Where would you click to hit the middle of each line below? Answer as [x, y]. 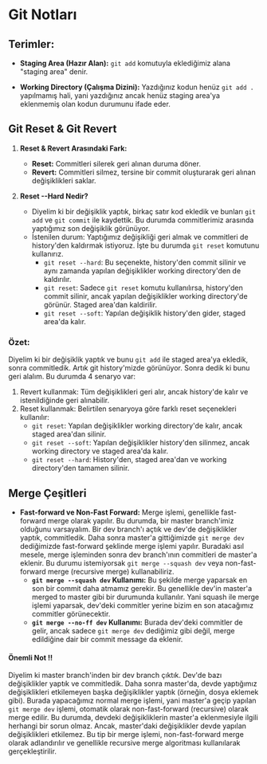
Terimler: [31, 44]
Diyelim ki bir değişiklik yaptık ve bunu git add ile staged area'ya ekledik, [128, 359]
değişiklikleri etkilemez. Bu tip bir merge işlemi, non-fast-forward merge [126, 735]
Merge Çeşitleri [47, 493]
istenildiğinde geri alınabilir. [65, 401]
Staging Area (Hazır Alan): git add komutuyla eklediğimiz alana [125, 63]
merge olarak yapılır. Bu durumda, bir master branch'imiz [141, 520]
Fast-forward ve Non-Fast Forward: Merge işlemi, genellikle [120, 512]
